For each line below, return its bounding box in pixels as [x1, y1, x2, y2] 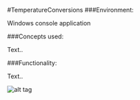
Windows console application [7, 19, 91, 27]
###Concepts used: [7, 32, 64, 40]
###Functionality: [7, 59, 57, 67]
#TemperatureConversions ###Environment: [7, 6, 134, 14]
